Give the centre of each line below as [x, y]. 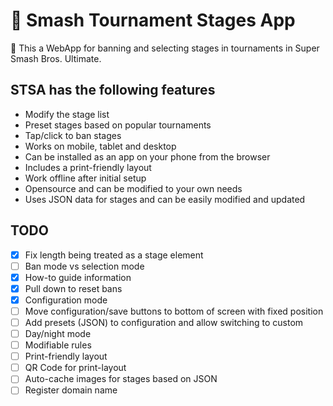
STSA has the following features [113, 90]
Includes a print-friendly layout [88, 167]
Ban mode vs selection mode [84, 266]
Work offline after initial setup [85, 178]
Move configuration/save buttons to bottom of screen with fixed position [174, 311]
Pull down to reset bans [73, 288]
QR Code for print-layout [75, 368]
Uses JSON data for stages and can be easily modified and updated [165, 199]
